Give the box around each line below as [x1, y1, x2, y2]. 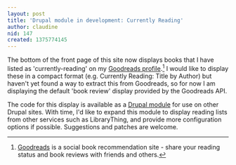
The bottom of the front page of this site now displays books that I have [7, 55, 214, 64]
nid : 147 [7, 29, 33, 37]
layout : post [7, 10, 46, 18]
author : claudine [7, 23, 58, 30]
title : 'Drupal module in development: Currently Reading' [7, 17, 184, 24]
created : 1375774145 [7, 37, 68, 44]
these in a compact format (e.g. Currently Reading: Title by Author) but [7, 72, 212, 80]
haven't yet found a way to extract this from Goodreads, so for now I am [7, 79, 216, 88]
